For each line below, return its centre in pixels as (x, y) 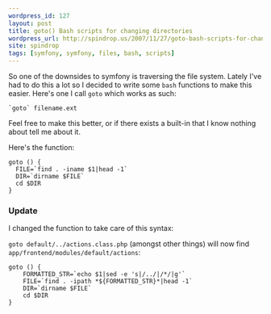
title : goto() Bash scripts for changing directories (101, 31)
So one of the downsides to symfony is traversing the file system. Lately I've (135, 76)
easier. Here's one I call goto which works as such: (92, 93)
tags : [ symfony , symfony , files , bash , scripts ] (92, 53)
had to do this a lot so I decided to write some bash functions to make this (130, 85)
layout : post (30, 23)
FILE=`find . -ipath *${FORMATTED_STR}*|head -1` (108, 282)
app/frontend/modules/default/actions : (75, 253)
